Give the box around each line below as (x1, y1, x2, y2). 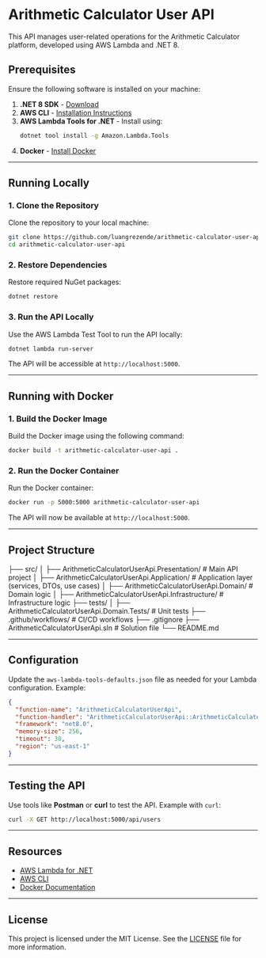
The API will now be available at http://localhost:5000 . (8, 513, 190, 523)
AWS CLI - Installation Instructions (19, 108, 132, 117)
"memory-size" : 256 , (15, 728, 83, 736)
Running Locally (8, 177, 89, 190)
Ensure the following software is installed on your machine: (8, 84, 200, 93)
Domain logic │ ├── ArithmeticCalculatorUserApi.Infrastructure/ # (8, 589, 224, 599)
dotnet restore (8, 293, 59, 301)
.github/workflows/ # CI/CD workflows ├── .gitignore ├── (8, 614, 200, 624)
